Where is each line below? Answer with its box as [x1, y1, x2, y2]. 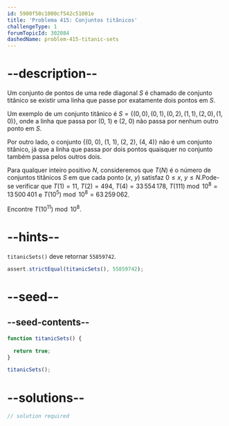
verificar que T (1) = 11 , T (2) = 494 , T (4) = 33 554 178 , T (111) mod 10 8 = [15, 181, 218, 190]
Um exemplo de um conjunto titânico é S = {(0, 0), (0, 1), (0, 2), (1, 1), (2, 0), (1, [7, 110, 223, 118]
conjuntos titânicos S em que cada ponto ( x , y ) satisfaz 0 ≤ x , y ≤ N [7, 173, 201, 182]
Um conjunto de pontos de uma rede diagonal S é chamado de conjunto [7, 89, 212, 97]
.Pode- [200, 173, 220, 182]
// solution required [7, 413, 70, 420]
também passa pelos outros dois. [7, 153, 102, 161]
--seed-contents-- [7, 316, 90, 328]
